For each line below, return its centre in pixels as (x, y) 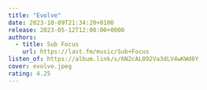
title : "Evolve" (35, 15)
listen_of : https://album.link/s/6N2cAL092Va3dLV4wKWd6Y (103, 59)
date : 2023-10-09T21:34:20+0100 (61, 23)
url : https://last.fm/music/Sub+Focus (86, 52)
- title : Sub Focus (47, 45)
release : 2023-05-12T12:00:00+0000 (67, 30)
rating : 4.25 (30, 74)
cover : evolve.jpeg (40, 67)
